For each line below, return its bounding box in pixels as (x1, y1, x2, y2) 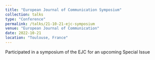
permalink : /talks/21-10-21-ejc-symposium (5, 21, 95, 26)
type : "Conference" (5, 16, 46, 21)
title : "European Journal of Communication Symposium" (5, 7, 122, 12)
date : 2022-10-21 (5, 30, 41, 35)
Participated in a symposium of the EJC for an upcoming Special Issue (5, 48, 150, 55)
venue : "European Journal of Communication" (5, 26, 99, 31)
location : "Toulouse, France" (5, 35, 68, 40)
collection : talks (5, 12, 43, 17)
